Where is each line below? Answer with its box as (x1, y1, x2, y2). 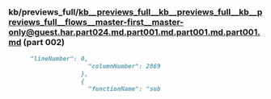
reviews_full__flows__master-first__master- (8, 16, 184, 27)
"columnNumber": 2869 (87, 63, 161, 71)
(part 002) (23, 36, 65, 47)
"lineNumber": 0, (29, 55, 89, 63)
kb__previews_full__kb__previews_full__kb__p (78, 6, 263, 18)
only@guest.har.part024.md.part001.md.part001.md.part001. (8, 27, 260, 38)
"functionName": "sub (87, 85, 161, 93)
